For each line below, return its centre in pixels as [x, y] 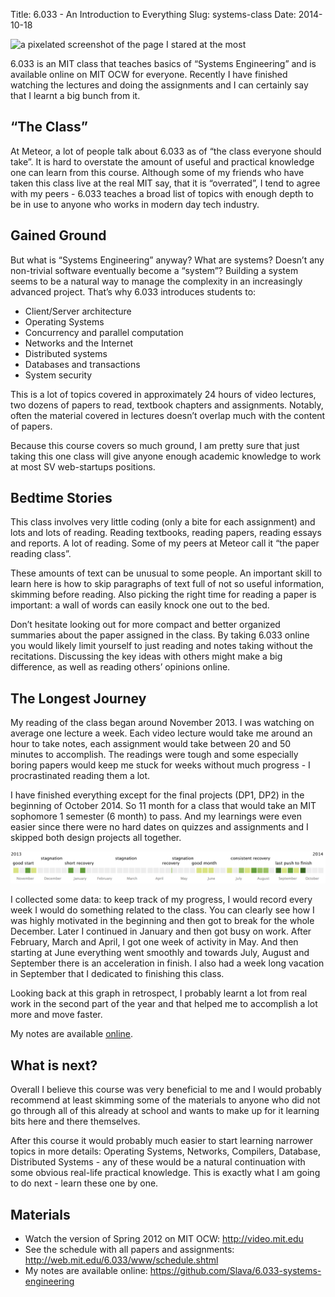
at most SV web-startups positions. [83, 466]
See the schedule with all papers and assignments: [129, 1250]
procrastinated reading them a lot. [80, 776]
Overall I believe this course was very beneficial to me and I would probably [166, 1090]
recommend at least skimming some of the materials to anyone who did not [165, 1100]
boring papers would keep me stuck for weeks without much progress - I [160, 765]
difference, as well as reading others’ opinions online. [120, 667]
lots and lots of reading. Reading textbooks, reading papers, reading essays [166, 533]
